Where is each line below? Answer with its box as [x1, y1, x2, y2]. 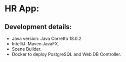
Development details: [4, 23, 72, 31]
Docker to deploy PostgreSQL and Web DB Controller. [11, 51, 122, 57]
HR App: [4, 3, 40, 14]
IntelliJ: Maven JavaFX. [11, 41, 59, 47]
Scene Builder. [11, 46, 42, 52]
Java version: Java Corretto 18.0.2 [11, 35, 82, 41]
